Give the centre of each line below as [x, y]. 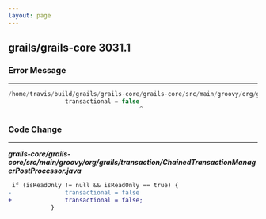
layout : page [30, 15]
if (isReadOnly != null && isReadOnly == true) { [95, 186]
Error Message [37, 70]
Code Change [35, 129]
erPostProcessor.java [45, 171]
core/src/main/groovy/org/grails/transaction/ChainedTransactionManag [132, 163]
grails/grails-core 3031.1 [69, 48]
